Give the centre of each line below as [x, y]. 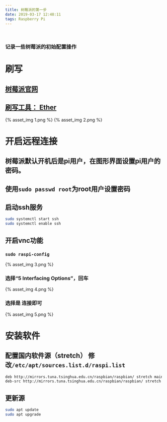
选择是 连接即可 [24, 303]
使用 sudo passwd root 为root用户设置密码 [68, 189]
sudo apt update [22, 410]
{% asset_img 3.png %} [29, 264]
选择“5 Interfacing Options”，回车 [47, 278]
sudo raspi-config [27, 254]
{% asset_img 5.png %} [29, 314]
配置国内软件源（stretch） [46, 356]
